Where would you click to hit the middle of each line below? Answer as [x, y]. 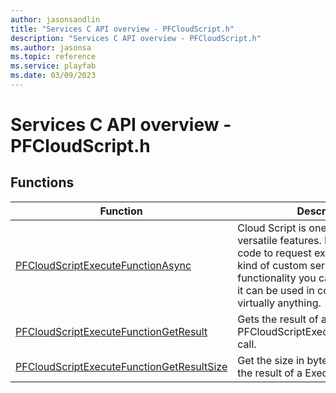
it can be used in [276, 290]
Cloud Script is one [282, 228]
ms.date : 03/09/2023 [53, 76]
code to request [274, 253]
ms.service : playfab [53, 66]
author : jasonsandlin [55, 19]
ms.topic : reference [53, 57]
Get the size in [271, 360]
